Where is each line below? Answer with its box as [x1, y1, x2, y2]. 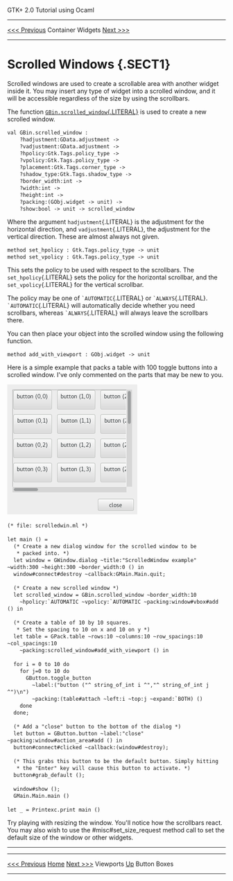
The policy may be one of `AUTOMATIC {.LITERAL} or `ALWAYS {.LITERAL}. [7, 294, 208, 302]
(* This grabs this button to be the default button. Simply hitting [13, 758, 218, 765]
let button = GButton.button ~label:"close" [13, 730, 144, 737]
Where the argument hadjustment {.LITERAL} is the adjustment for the [7, 218, 205, 226]
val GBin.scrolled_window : [7, 129, 89, 136]
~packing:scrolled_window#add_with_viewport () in [19, 647, 169, 654]
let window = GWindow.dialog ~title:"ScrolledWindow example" [13, 557, 197, 564]
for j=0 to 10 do [19, 668, 70, 674]
